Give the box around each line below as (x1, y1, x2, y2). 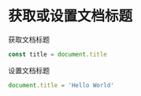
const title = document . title (8, 50, 108, 58)
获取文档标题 (8, 35, 50, 44)
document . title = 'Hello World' (8, 81, 114, 89)
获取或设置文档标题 (8, 7, 133, 25)
